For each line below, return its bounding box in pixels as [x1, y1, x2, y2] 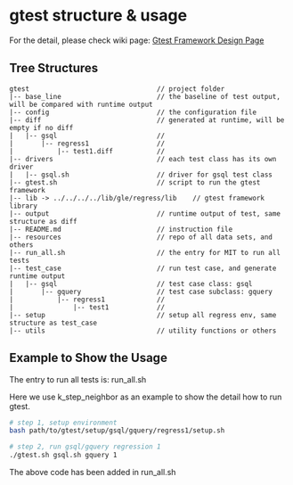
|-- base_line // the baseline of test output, [9, 92, 281, 101]
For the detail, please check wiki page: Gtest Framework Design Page [9, 35, 265, 45]
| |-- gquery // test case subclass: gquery [9, 287, 273, 296]
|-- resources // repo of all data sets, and [9, 233, 273, 242]
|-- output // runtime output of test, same [9, 209, 281, 218]
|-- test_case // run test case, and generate [9, 264, 277, 273]
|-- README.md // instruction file [9, 225, 233, 234]
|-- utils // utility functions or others [9, 326, 277, 335]
